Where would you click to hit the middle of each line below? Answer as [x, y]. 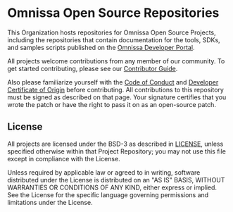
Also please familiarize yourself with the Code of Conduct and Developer [113, 82]
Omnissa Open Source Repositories [113, 13]
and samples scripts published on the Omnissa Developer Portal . [101, 47]
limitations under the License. [50, 202]
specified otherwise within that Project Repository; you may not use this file [117, 151]
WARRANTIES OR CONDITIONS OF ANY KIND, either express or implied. [112, 187]
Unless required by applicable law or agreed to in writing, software [104, 172]
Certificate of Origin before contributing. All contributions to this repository [115, 89]
